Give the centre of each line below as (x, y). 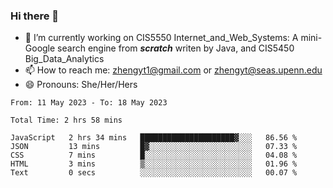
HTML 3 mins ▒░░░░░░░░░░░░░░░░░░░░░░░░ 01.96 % (154, 164)
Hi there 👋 (35, 16)
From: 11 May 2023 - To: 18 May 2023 (89, 103)
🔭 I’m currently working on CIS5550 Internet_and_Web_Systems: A (161, 38)
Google (40, 48)
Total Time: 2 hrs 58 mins (66, 120)
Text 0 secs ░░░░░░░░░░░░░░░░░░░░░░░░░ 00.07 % (154, 173)
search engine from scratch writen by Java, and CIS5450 (176, 48)
